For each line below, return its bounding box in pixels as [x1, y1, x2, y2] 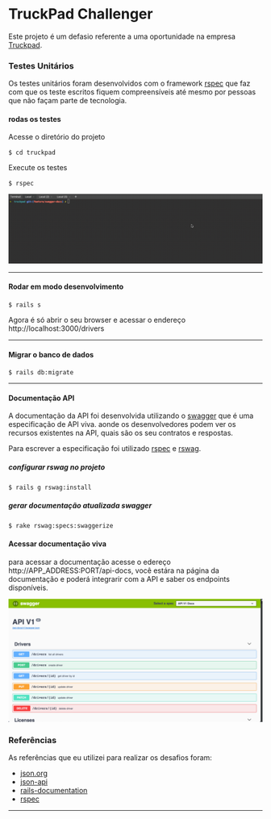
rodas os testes [8, 114, 62, 123]
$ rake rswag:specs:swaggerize [8, 522, 114, 530]
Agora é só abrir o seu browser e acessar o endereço [8, 315, 186, 324]
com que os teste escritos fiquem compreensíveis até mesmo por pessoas [8, 87, 256, 97]
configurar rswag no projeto [8, 462, 106, 472]
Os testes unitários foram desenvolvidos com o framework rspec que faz [8, 78, 251, 89]
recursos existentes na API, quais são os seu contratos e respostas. [8, 428, 234, 438]
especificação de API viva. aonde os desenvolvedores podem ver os [8, 420, 236, 429]
